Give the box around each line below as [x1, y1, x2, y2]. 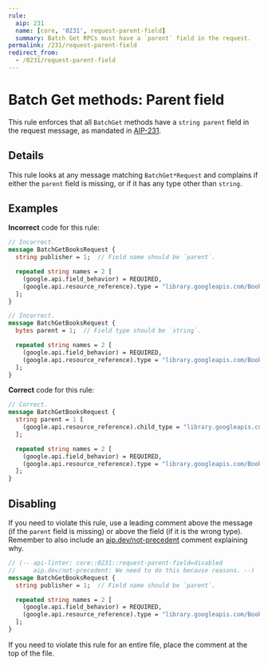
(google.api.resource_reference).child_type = [22, 423, 180, 432]
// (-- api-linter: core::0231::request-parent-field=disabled [8, 559, 223, 567]
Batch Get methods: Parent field [8, 91, 225, 109]
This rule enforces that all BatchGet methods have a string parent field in [8, 117, 250, 126]
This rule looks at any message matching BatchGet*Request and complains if [8, 169, 258, 180]
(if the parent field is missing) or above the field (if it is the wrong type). [8, 527, 243, 536]
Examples [8, 201, 58, 216]
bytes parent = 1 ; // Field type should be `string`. [15, 327, 202, 335]
